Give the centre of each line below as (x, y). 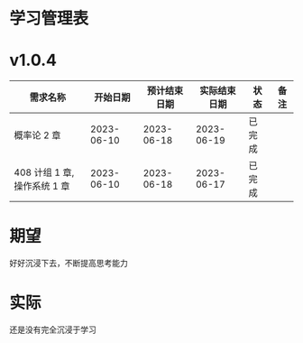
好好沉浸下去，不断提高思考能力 (69, 264)
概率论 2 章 (37, 135)
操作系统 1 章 (42, 186)
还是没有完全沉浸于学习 (53, 329)
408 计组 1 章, (44, 172)
